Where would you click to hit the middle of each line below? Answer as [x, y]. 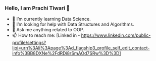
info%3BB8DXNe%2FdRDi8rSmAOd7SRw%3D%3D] [67, 53]
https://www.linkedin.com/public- [116, 35]
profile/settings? [29, 43]
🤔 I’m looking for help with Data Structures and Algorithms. [73, 24]
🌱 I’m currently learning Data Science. [51, 19]
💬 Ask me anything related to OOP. [48, 30]
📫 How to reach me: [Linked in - [46, 35]
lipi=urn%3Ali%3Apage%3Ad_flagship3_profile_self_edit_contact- [81, 48]
